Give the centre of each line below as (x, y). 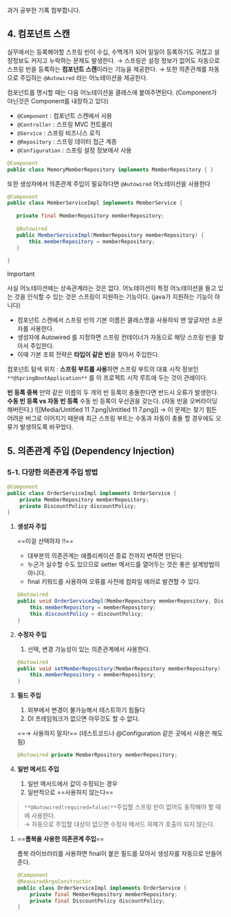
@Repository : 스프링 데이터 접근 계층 (67, 141)
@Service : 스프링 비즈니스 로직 (59, 132)
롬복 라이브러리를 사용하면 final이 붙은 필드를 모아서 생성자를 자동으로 (110, 853)
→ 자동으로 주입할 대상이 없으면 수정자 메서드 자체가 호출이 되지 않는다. (119, 824)
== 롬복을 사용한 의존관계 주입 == (60, 839)
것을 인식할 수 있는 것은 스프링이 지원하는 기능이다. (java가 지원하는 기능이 (113, 297)
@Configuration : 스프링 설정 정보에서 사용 (74, 150)
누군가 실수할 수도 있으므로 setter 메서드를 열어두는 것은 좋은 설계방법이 (123, 565)
